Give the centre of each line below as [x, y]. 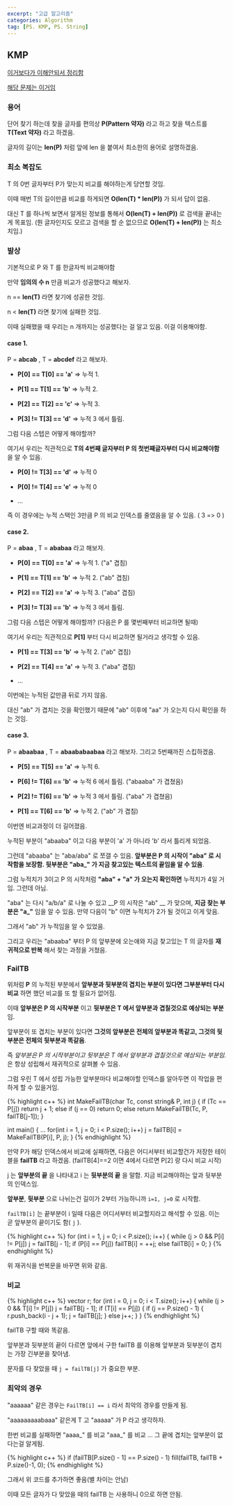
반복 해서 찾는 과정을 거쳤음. [69, 950]
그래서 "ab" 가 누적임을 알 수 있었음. [56, 926]
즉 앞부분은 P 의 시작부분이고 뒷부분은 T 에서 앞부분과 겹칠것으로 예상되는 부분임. [117, 1055]
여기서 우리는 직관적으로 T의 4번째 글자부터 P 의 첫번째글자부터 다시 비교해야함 [113, 448]
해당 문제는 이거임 [31, 87]
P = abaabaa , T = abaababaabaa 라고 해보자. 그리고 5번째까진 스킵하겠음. [111, 751]
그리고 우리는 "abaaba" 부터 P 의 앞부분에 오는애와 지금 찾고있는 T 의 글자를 [111, 941]
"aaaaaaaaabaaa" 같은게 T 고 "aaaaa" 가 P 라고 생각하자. [86, 1420]
